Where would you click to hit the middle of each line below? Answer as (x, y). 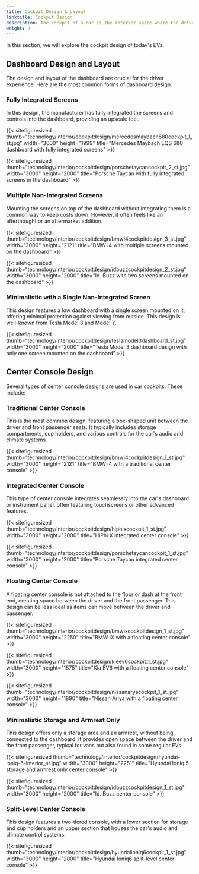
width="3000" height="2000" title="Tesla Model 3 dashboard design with (97, 347)
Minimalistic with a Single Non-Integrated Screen (78, 297)
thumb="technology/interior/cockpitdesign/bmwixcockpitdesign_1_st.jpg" (95, 631)
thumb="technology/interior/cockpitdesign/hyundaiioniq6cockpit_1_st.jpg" (96, 853)
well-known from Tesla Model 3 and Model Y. (62, 323)
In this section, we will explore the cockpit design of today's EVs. (85, 45)
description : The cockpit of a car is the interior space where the (92, 23)
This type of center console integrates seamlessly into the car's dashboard (98, 498)
